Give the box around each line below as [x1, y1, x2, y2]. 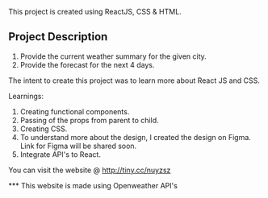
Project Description [8, 30, 108, 43]
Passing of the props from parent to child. [19, 115, 159, 125]
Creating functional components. [19, 106, 130, 116]
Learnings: [8, 91, 44, 101]
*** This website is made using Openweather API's [8, 180, 178, 190]
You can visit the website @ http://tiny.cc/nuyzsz [8, 165, 171, 175]
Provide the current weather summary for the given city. [19, 52, 207, 61]
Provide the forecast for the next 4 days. [19, 60, 155, 69]
